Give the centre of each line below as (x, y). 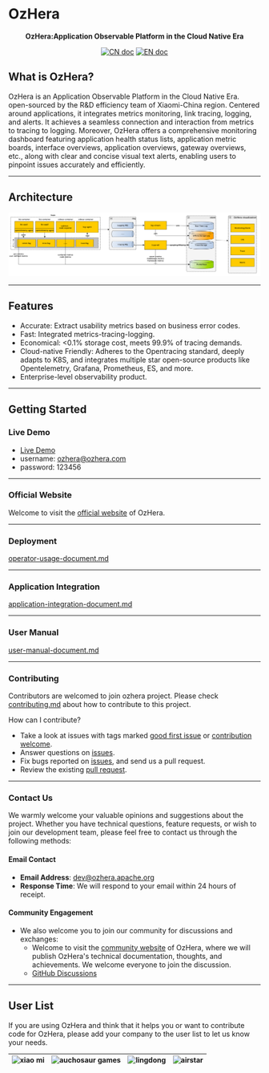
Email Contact (32, 859)
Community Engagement (51, 912)
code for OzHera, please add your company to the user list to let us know (129, 1034)
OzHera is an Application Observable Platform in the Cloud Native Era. (124, 96)
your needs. (28, 1042)
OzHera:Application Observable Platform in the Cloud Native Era (134, 36)
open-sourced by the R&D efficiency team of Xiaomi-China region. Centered (134, 104)
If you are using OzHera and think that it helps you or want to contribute (126, 1025)
